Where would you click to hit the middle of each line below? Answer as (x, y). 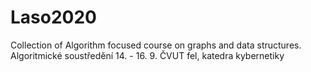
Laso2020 (53, 17)
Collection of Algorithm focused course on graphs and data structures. (156, 45)
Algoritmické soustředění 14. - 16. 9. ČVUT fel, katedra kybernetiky (147, 55)
